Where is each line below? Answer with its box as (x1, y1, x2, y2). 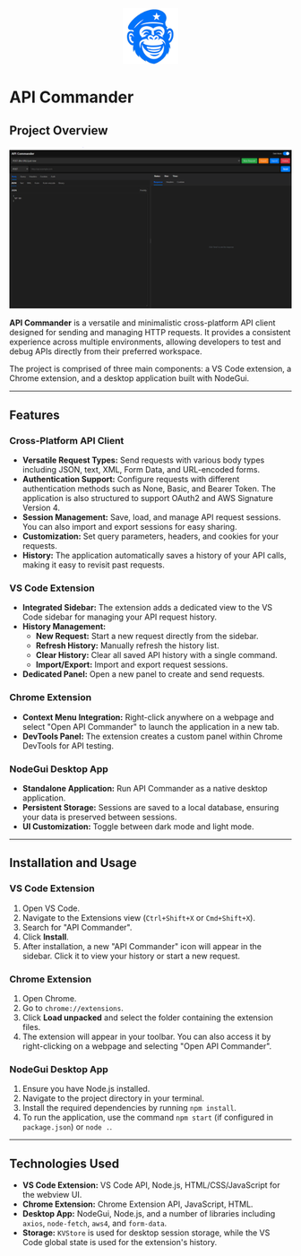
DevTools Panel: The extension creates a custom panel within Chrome (21, 731, 283, 741)
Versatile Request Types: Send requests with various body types (21, 455, 265, 465)
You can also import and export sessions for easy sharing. (21, 522, 237, 533)
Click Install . (21, 931, 69, 942)
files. (21, 1021, 41, 1032)
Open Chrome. (21, 992, 77, 1003)
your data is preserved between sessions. (21, 811, 177, 822)
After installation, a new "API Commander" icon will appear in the (21, 940, 262, 951)
